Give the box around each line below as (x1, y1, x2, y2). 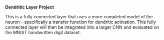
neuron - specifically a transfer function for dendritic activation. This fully (5, 19, 156, 25)
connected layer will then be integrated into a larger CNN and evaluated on (5, 24, 159, 30)
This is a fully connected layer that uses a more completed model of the (5, 14, 153, 19)
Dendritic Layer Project (5, 4, 54, 10)
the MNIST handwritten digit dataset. (5, 30, 81, 35)
